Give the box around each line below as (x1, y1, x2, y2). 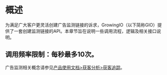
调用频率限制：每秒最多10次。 (5, 50, 98, 59)
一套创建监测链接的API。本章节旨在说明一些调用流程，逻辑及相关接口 (13, 28, 157, 34)
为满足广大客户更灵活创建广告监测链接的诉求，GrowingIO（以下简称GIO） (5, 22, 157, 28)
